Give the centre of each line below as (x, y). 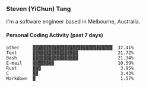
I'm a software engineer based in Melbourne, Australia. (73, 22)
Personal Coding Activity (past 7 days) (55, 35)
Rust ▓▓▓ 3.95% (70, 68)
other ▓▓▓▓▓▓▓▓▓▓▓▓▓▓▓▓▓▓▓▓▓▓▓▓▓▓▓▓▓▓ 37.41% (70, 48)
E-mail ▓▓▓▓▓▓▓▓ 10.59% (70, 63)
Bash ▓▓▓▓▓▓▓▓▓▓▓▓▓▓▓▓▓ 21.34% (70, 58)
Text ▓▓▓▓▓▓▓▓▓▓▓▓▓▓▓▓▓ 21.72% (70, 53)
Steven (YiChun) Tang (39, 9)
